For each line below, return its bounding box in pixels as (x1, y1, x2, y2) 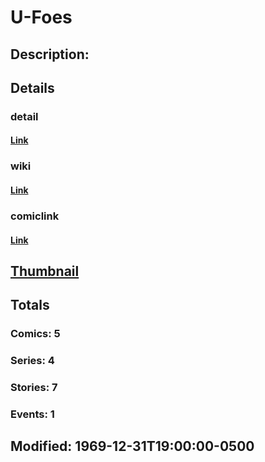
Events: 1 (10, 407, 55, 421)
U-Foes (10, 6, 73, 29)
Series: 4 (10, 354, 55, 368)
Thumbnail (10, 262, 80, 280)
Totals (10, 297, 50, 314)
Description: (10, 46, 90, 63)
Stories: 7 (10, 381, 58, 395)
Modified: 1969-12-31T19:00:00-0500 (10, 438, 255, 455)
